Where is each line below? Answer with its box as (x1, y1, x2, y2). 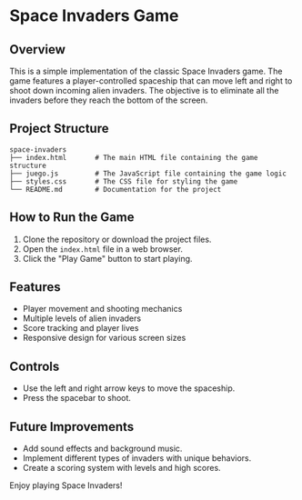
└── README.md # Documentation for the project (9, 185, 222, 194)
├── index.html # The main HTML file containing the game (9, 153, 258, 162)
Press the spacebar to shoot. (22, 393, 132, 404)
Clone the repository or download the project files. (22, 234, 212, 245)
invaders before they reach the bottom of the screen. (9, 95, 208, 105)
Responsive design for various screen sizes (22, 333, 186, 344)
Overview (9, 42, 66, 57)
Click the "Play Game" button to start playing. (22, 253, 193, 264)
